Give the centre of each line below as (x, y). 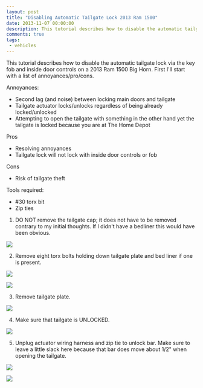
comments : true (25, 35)
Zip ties (24, 208)
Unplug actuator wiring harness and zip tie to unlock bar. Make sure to (102, 343)
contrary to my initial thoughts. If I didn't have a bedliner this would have (105, 226)
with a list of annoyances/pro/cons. (50, 76)
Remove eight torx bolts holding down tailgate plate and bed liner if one (104, 255)
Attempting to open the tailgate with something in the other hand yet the (105, 118)
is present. (28, 262)
